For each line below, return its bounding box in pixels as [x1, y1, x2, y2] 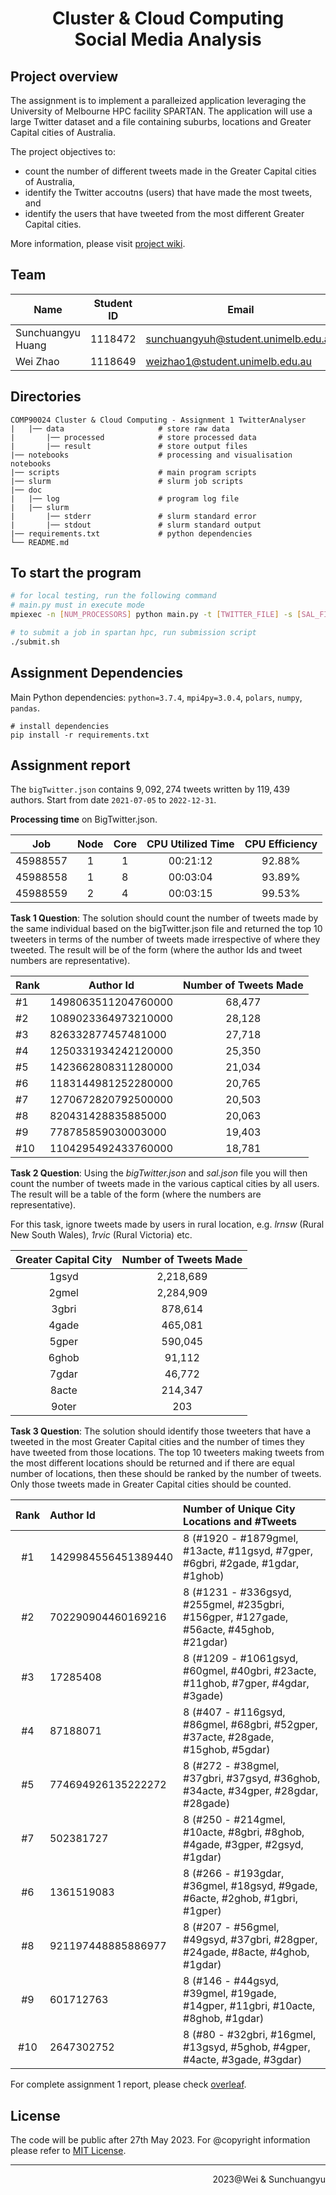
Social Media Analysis [74, 28, 262, 51]
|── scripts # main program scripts [10, 467, 257, 477]
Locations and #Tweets [183, 1515, 297, 1529]
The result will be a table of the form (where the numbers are [10, 1188, 262, 1201]
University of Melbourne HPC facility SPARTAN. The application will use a [10, 105, 313, 117]
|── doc [10, 485, 43, 495]
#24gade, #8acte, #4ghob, [183, 1945, 310, 1959]
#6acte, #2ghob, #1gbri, [183, 1892, 298, 1906]
